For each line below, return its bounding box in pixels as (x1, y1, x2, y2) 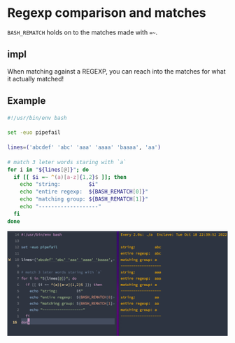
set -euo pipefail (7, 129, 61, 136)
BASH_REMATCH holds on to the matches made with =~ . (7, 28, 158, 36)
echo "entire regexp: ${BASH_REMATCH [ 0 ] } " (20, 188, 149, 196)
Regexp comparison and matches (7, 5, 206, 21)
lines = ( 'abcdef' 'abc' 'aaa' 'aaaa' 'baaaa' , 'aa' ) (7, 144, 161, 152)
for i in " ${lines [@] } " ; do (7, 166, 90, 173)
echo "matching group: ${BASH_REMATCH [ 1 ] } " (20, 196, 149, 203)
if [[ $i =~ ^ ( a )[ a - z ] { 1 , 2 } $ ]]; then (13, 173, 127, 180)
